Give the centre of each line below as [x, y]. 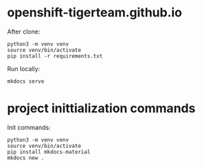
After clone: [24, 31]
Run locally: [24, 68]
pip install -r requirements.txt [55, 56]
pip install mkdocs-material [49, 152]
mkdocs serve [26, 81]
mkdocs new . [26, 158]
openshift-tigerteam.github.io [95, 13]
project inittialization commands [101, 108]
